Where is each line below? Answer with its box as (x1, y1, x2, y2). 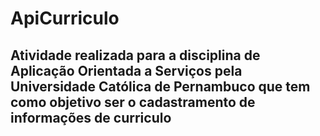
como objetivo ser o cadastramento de (10, 93, 256, 111)
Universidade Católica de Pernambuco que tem (10, 78, 311, 95)
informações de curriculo (10, 109, 172, 126)
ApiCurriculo (10, 7, 120, 30)
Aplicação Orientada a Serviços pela (10, 62, 243, 79)
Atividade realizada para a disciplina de (10, 47, 261, 64)
